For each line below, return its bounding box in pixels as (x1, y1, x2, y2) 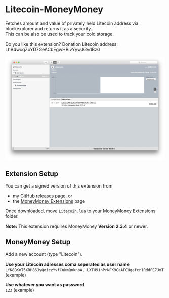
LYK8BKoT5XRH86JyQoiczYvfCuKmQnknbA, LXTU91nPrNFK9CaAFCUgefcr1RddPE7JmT (5, 267, 164, 272)
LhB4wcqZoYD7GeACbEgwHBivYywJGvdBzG (5, 46, 101, 52)
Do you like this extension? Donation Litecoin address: (5, 41, 118, 47)
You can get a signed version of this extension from (5, 183, 113, 189)
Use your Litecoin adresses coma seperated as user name (5, 261, 130, 267)
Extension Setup (5, 169, 58, 178)
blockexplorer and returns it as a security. (5, 25, 92, 31)
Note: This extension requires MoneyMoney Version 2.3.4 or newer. (5, 223, 148, 229)
